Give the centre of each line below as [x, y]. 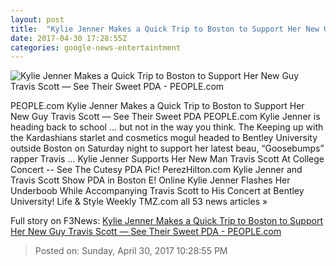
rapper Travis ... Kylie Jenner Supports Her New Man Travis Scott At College [167, 159]
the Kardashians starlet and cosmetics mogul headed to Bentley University [164, 138]
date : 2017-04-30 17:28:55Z [69, 38]
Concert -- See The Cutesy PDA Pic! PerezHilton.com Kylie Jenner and [156, 170]
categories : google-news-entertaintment [96, 47]
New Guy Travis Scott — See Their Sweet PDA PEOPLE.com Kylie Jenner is [165, 117]
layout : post [37, 19]
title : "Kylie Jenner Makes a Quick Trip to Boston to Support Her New [165, 29]
